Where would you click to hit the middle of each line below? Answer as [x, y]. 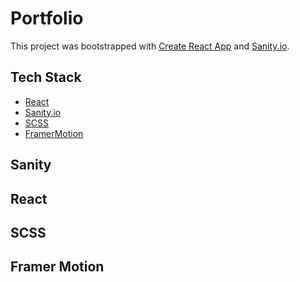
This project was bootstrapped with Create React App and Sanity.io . [150, 46]
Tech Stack [46, 77]
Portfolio [47, 18]
